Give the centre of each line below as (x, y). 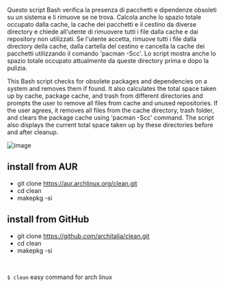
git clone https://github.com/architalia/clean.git (83, 236)
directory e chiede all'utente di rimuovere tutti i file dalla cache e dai (103, 31)
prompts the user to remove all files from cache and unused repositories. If (112, 103)
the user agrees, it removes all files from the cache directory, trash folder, (110, 110)
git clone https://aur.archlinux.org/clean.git (77, 183)
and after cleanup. (33, 132)
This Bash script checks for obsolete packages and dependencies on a (107, 81)
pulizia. (17, 68)
